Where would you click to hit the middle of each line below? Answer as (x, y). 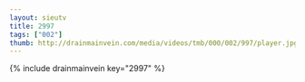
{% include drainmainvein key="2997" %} (88, 68)
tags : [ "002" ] (36, 34)
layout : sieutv (38, 18)
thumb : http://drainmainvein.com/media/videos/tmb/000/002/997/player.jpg (154, 43)
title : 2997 (32, 26)
